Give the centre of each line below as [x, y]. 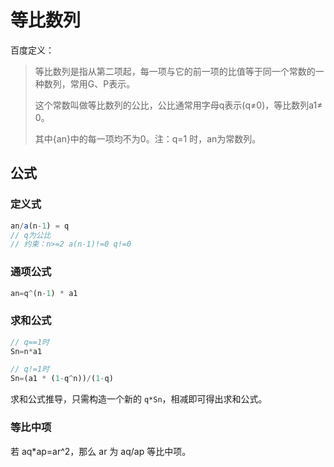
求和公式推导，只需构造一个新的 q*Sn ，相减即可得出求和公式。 [139, 399]
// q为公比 [31, 235]
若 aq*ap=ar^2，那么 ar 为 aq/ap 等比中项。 [101, 451]
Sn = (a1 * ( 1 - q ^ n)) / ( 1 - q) [62, 379]
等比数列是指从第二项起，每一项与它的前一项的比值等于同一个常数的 [175, 71]
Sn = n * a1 [26, 351]
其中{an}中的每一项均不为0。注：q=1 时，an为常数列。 [148, 138]
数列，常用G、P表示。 [89, 83]
